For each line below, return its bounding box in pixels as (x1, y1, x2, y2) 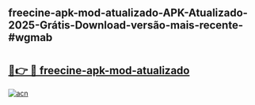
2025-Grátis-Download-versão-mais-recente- (8, 19, 244, 32)
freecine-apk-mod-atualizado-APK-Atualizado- (8, 6, 248, 20)
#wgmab (8, 31, 53, 44)
